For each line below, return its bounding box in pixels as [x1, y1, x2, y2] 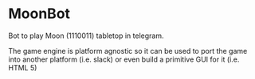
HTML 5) [8, 62, 37, 72]
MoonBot [8, 5, 70, 23]
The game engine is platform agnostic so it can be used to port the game [8, 46, 248, 55]
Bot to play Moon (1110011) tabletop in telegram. [8, 31, 164, 40]
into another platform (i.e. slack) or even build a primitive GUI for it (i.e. [8, 55, 240, 64]
